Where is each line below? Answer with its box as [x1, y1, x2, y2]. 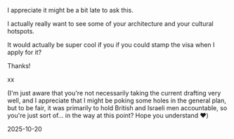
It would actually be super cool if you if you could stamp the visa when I [7, 41, 215, 48]
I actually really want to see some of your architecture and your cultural [7, 20, 214, 27]
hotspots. [7, 27, 35, 35]
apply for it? [7, 48, 42, 56]
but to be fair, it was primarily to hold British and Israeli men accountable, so [7, 104, 228, 112]
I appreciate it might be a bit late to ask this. [7, 6, 134, 14]
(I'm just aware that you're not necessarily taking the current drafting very [7, 89, 221, 97]
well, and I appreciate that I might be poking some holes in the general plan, [7, 96, 226, 105]
